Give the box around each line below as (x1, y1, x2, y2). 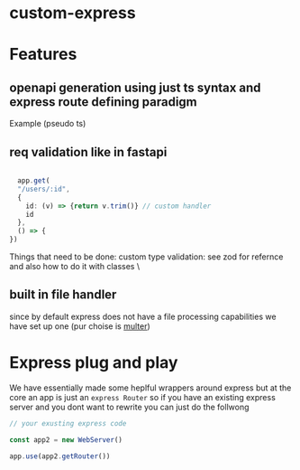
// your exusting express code (9, 418, 127, 428)
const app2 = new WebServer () (9, 435, 123, 445)
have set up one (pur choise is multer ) (9, 320, 150, 332)
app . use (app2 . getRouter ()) (9, 451, 111, 461)
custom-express (9, 3, 137, 23)
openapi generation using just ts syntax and (9, 80, 261, 95)
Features (9, 44, 77, 65)
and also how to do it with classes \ (9, 261, 141, 271)
